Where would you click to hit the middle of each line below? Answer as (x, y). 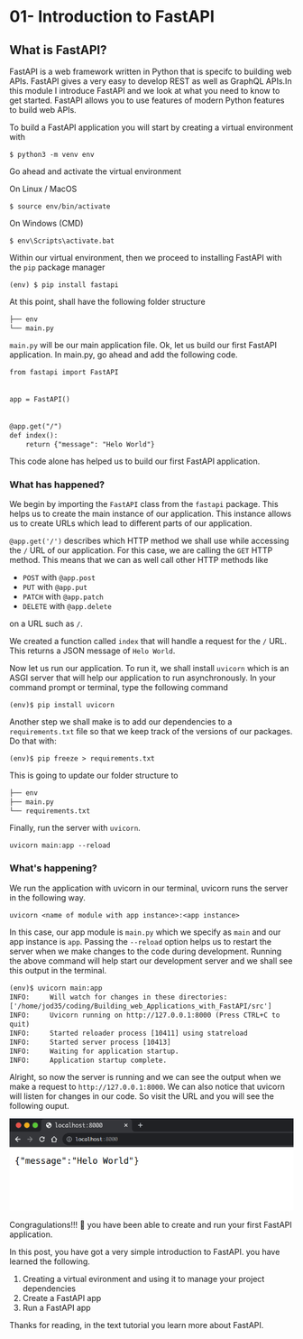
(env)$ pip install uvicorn (62, 706)
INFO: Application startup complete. (88, 1060)
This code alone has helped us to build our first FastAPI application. (135, 461)
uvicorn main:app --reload (60, 845)
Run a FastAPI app (57, 1307)
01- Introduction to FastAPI (112, 17)
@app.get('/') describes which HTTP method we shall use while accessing (149, 541)
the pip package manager (57, 267)
